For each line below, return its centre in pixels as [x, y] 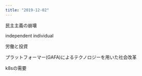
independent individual [29, 35]
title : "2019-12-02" [27, 10]
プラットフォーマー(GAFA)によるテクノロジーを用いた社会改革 [71, 57]
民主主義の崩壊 [21, 25]
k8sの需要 [16, 68]
